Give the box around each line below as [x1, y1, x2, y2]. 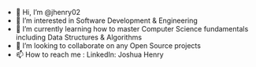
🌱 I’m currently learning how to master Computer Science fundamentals [15, 24, 249, 33]
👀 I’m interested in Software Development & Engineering [15, 16, 198, 25]
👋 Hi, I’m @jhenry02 [15, 8, 81, 17]
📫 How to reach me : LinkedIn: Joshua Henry [15, 50, 164, 59]
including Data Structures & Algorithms [15, 32, 143, 42]
